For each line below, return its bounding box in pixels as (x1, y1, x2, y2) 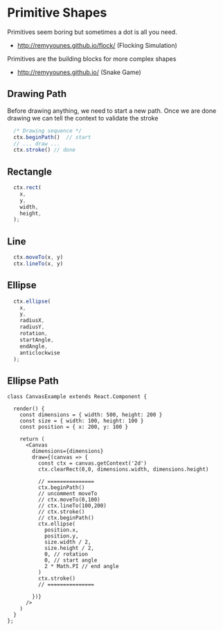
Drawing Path (7, 88, 67, 100)
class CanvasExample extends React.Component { (7, 393, 148, 400)
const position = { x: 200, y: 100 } (19, 424, 129, 431)
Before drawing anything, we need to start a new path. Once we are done (7, 106, 217, 115)
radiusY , (19, 323, 45, 330)
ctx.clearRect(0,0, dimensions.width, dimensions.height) (37, 466, 209, 473)
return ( (19, 436, 45, 443)
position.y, (44, 533, 79, 540)
